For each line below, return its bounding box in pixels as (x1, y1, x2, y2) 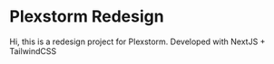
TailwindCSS (9, 45, 57, 56)
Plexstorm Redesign (9, 6, 165, 27)
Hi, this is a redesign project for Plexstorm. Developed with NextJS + (9, 36, 266, 47)
